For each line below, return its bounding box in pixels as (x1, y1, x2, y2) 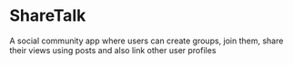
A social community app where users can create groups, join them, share (9, 35, 284, 46)
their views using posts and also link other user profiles (9, 44, 217, 55)
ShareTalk (9, 5, 86, 26)
